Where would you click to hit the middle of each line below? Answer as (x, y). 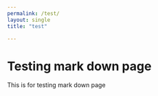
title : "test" (27, 26)
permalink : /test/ (33, 13)
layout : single (29, 20)
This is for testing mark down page (56, 85)
